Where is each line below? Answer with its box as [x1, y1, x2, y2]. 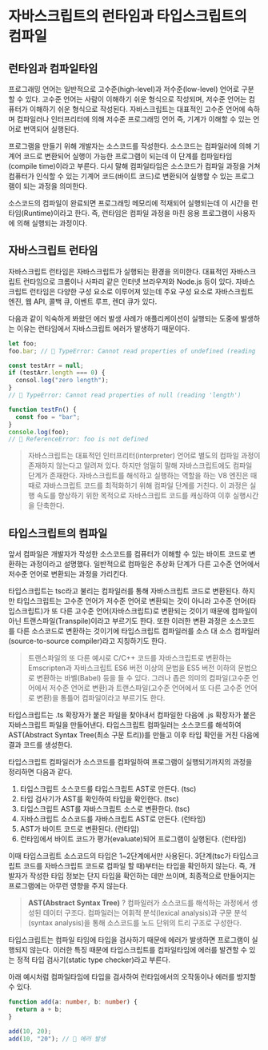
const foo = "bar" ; [15, 413, 81, 421]
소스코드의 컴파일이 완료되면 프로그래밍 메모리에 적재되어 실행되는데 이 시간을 [8, 198, 250, 208]
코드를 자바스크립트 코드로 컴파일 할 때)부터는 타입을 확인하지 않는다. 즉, [22, 861, 248, 871]
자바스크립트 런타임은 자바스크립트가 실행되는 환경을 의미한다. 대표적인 [8, 266, 229, 276]
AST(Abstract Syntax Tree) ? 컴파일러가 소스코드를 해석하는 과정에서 [27, 898, 250, 908]
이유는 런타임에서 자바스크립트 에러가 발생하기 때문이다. [16, 323, 190, 333]
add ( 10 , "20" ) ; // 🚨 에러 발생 [8, 1035, 106, 1043]
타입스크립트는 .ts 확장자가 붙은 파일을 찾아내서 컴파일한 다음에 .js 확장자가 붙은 [8, 710, 257, 720]
